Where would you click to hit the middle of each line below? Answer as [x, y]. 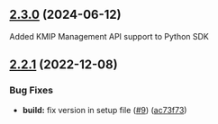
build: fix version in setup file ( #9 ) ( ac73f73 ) [104, 110]
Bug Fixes [32, 91]
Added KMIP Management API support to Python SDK [109, 36]
